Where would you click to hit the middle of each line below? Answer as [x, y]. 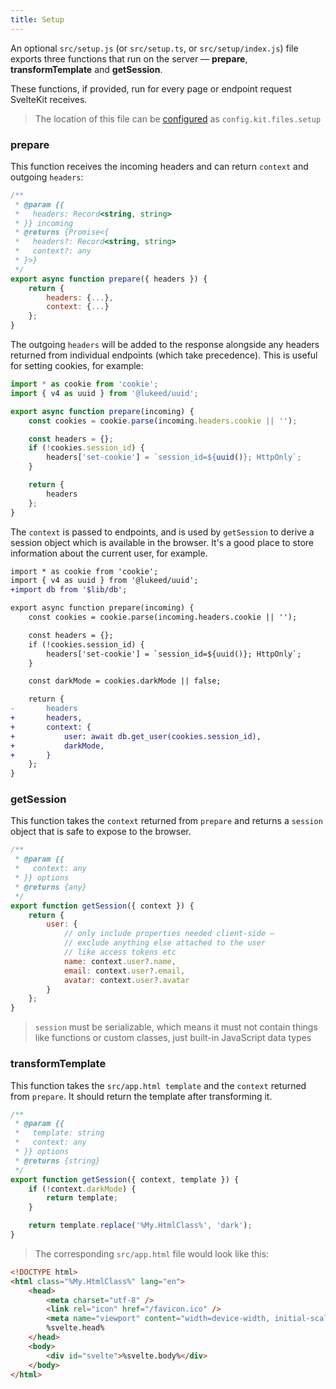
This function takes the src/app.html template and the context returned [158, 1085]
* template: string [59, 1133]
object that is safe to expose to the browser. [101, 832]
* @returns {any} [50, 887]
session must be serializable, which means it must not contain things [176, 1027]
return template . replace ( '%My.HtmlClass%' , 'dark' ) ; [140, 1226]
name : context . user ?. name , [120, 961]
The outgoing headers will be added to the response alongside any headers [165, 345]
